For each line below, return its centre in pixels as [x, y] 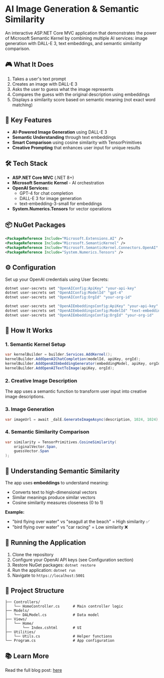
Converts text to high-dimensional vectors [54, 492]
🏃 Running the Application [46, 543]
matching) [22, 105]
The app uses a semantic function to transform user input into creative [76, 391]
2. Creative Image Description [41, 381]
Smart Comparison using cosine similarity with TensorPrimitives [77, 142]
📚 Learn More [27, 656]
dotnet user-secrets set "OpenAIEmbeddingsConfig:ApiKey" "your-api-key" [82, 306]
